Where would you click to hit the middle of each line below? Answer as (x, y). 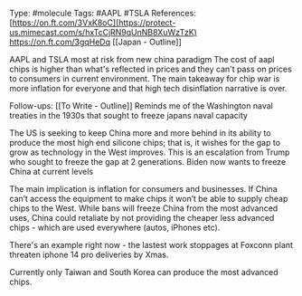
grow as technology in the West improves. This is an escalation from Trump (150, 152)
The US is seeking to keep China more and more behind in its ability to (140, 133)
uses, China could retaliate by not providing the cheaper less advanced (142, 218)
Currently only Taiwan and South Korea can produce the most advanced (144, 272)
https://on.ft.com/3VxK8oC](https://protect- (94, 23)
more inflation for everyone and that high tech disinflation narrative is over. (148, 88)
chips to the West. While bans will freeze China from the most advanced (144, 208)
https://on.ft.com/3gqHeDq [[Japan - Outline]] (96, 42)
